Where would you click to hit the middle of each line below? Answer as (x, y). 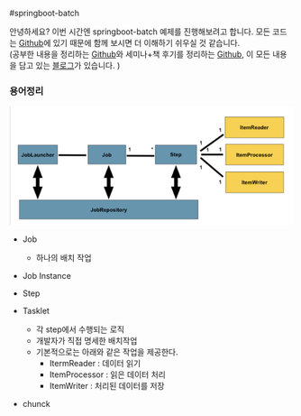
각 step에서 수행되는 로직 (80, 329)
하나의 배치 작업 (64, 257)
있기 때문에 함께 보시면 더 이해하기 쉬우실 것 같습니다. (146, 43)
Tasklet (36, 310)
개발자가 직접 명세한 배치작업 (87, 340)
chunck (36, 403)
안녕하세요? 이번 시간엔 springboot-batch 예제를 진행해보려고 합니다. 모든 (140, 32)
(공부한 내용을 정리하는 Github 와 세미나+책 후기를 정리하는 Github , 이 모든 (140, 54)
